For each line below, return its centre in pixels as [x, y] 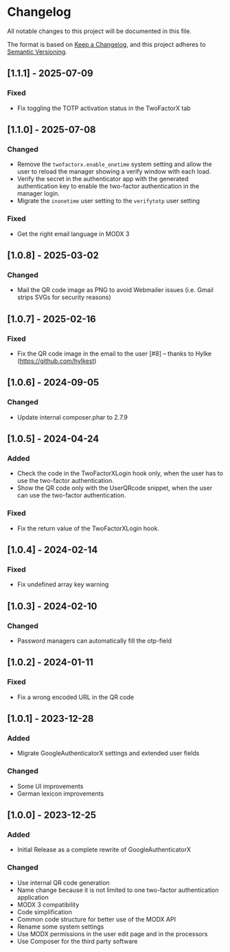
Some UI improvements [50, 786]
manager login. [38, 194]
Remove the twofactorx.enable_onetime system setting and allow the [114, 164]
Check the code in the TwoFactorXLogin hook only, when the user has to [120, 473]
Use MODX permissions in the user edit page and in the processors [112, 933]
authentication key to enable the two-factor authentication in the [108, 186]
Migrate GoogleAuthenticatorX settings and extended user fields [108, 753]
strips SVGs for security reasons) [64, 298]
